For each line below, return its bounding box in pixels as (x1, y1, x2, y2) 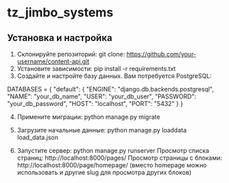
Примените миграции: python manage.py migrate (16, 113, 160, 121)
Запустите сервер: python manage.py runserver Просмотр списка (16, 147, 210, 154)
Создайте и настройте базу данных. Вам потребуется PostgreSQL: (16, 72, 213, 80)
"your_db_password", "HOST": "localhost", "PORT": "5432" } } (7, 100, 184, 107)
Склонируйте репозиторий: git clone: (16, 50, 125, 58)
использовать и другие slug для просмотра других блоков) (16, 169, 192, 176)
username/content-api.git (16, 57, 90, 66)
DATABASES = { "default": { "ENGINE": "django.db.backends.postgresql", (7, 85, 215, 93)
